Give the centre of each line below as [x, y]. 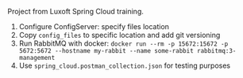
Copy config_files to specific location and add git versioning [120, 35]
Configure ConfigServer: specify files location [94, 26]
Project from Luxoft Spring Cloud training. [75, 11]
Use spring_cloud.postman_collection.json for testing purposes [125, 65]
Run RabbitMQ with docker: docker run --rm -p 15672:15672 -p [123, 43]
